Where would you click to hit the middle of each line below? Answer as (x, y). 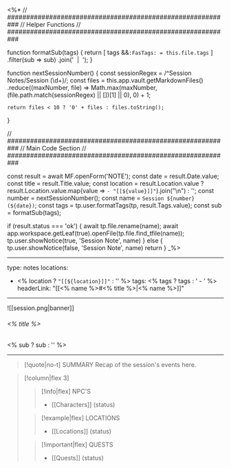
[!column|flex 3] (46, 378)
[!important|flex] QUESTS (77, 445)
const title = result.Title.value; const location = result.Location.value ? (106, 183)
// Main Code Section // (53, 148)
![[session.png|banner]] (41, 308)
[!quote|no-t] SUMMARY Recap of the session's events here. (110, 365)
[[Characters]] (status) (83, 405)
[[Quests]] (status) (78, 458)
